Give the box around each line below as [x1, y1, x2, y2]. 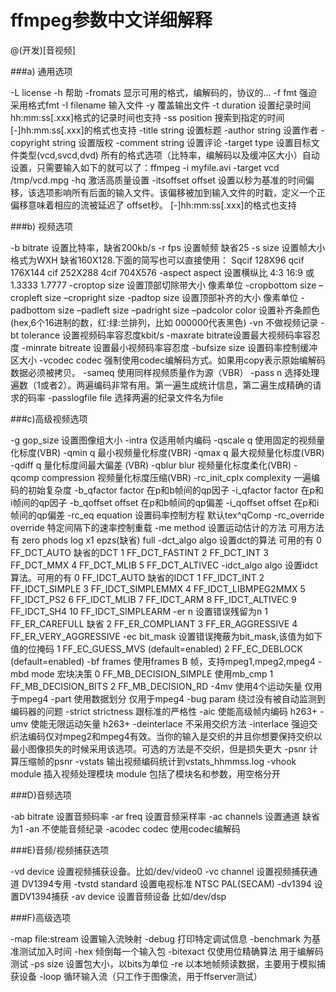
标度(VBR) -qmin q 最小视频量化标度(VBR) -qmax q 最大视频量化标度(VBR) [18, 446, 325, 458]
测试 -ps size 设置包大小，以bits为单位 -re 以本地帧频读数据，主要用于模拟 [10, 957, 317, 970]
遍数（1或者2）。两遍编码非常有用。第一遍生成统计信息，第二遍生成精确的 [10, 379, 313, 391]
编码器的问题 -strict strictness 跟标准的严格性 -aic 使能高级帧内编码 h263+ [10, 705, 318, 717]
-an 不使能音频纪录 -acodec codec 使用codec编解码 [24, 822, 241, 835]
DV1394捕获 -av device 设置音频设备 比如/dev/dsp [18, 890, 227, 902]
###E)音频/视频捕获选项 [10, 844, 110, 856]
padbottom [10, 304, 56, 316]
